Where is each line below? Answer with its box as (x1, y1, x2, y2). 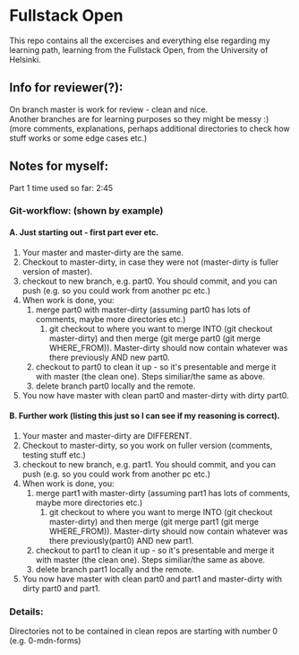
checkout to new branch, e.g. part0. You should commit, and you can (21, 275, 278, 286)
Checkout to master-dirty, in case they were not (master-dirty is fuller (21, 257, 279, 267)
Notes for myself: (9, 159, 109, 174)
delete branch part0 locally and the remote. (35, 380, 196, 391)
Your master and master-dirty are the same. (21, 247, 184, 258)
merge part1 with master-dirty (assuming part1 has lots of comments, (35, 487, 291, 498)
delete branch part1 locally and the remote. (35, 563, 194, 574)
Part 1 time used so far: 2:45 (9, 182, 114, 193)
